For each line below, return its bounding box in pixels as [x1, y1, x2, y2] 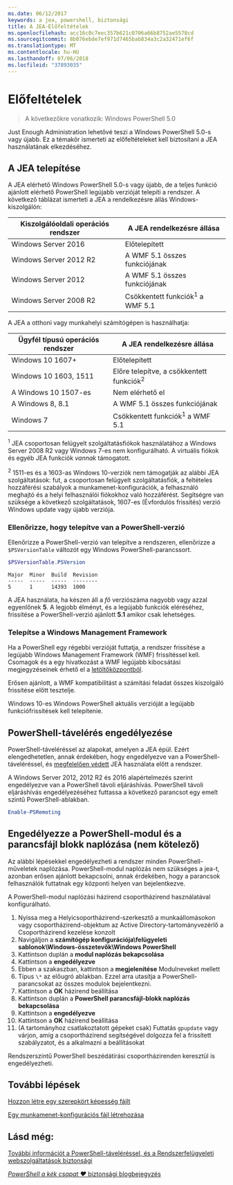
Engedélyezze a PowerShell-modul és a [8, 828, 182, 840]
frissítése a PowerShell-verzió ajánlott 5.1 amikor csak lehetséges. [8, 610, 196, 618]
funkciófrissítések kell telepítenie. [8, 707, 103, 715]
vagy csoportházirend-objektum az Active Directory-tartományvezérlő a [17, 921, 224, 929]
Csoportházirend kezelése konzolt [17, 928, 116, 936]
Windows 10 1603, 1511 [11, 371, 94, 381]
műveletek [8, 864, 38, 872]
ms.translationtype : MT [8, 42, 77, 49]
